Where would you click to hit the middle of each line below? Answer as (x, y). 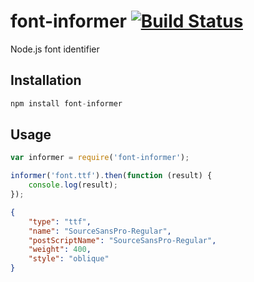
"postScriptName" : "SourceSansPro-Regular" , (122, 240)
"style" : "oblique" (69, 259)
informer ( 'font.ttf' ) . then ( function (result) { (111, 176)
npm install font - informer (66, 103)
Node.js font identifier (55, 49)
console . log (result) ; (73, 185)
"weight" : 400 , (60, 250)
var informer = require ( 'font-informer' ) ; (100, 158)
